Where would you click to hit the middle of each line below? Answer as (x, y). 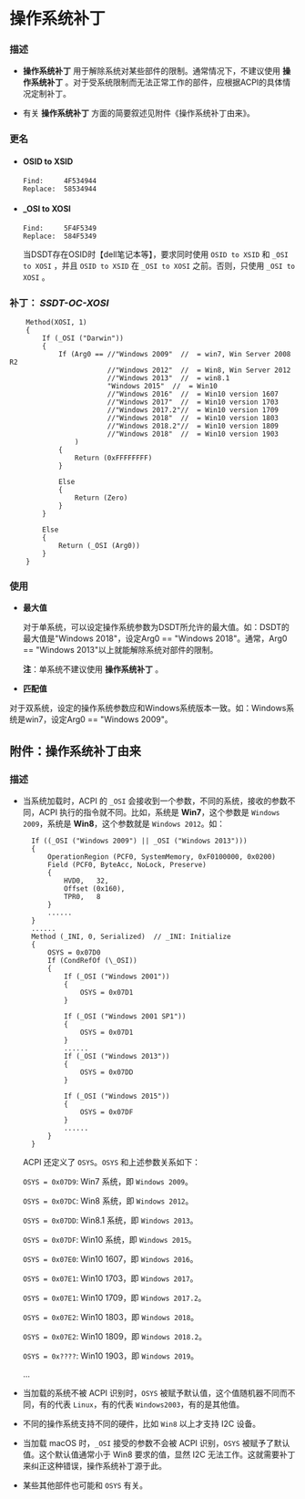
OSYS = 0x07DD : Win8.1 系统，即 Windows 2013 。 (110, 1220)
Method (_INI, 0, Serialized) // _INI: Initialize (131, 937)
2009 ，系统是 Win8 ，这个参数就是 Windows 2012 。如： (124, 824)
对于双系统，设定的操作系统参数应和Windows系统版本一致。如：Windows (148, 708)
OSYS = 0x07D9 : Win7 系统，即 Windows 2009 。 (108, 1182)
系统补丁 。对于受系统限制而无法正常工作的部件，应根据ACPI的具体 (157, 82)
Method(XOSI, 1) (57, 323)
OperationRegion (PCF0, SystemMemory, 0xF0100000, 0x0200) (161, 857)
